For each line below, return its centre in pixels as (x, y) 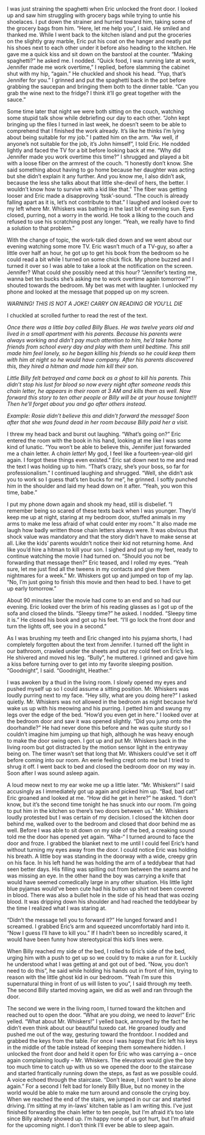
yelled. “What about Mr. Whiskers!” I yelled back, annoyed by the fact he (98, 1021)
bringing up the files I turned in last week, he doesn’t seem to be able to (97, 124)
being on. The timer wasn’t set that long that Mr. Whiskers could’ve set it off (102, 754)
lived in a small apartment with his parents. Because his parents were (94, 334)
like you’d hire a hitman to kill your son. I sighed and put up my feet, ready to (102, 549)
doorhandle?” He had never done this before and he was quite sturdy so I (99, 728)
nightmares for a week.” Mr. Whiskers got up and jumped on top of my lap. (100, 575)
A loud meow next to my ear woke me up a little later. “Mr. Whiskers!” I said (101, 785)
